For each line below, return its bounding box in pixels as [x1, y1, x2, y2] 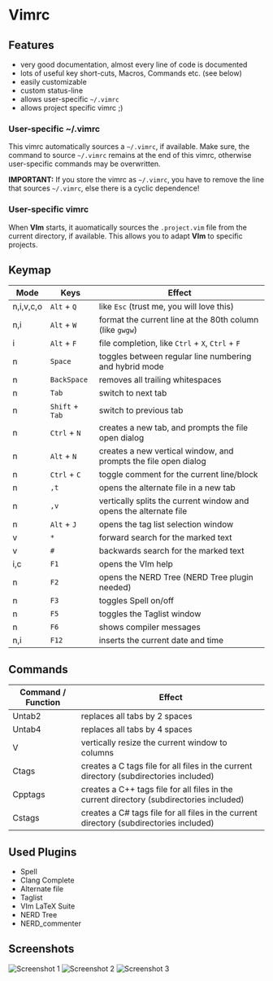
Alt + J [50, 519, 77, 530]
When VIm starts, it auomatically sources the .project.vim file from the [8, 222, 248, 232]
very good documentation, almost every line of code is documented [19, 59, 248, 69]
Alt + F [50, 338, 77, 349]
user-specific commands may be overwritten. [8, 159, 161, 169]
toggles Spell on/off [98, 595, 175, 607]
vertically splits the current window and [98, 495, 249, 506]
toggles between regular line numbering [98, 351, 252, 362]
